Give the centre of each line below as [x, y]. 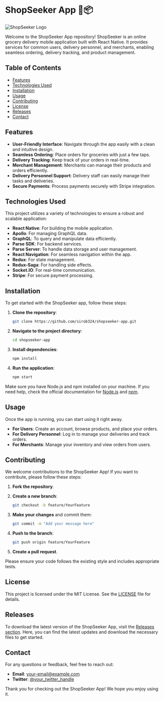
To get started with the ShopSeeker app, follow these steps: [66, 303]
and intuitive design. [33, 149]
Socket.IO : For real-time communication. [54, 270]
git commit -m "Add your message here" [53, 524]
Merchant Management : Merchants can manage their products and [82, 165]
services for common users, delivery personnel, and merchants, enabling [80, 47]
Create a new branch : [35, 496]
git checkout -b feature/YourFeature [51, 505]
